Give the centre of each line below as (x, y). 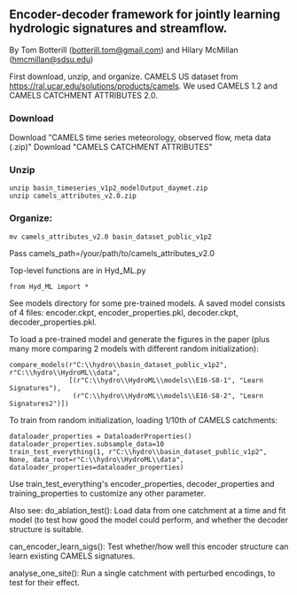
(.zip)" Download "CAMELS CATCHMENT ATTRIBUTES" (111, 147)
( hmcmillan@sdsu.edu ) (51, 59)
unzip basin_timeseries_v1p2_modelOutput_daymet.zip (109, 188)
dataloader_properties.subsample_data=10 (87, 444)
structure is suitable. (47, 529)
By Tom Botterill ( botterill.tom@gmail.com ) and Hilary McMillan (124, 50)
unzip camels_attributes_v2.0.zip (73, 196)
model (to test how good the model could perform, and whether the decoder (149, 520)
